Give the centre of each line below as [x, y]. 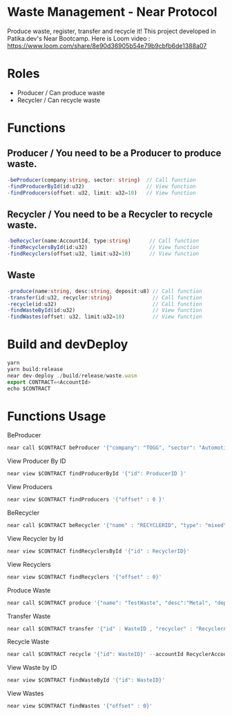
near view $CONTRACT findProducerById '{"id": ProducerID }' [97, 474]
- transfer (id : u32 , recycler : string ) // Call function [105, 297]
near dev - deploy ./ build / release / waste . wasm [72, 376]
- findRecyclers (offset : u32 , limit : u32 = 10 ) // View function [103, 254]
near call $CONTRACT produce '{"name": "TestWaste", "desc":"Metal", [109, 603]
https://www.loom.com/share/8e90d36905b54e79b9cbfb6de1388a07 [107, 46]
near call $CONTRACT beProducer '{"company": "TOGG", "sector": [101, 448]
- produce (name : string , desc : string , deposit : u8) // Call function [105, 291]
